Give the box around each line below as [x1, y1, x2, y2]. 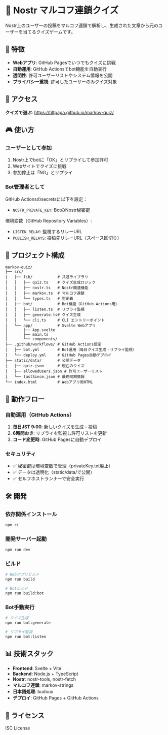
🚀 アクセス [5, 95, 38, 104]
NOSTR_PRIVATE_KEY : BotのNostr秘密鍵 [12, 207, 90, 213]
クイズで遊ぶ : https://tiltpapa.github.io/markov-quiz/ [5, 109, 114, 115]
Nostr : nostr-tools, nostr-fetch [12, 676, 76, 682]
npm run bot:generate [5, 620, 51, 625]
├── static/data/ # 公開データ [5, 358, 81, 363]
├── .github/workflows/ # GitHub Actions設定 [5, 342, 101, 347]
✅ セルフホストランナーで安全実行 [12, 475, 85, 482]
